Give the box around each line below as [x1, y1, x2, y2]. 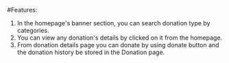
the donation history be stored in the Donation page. [16, 48, 165, 56]
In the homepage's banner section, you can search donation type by [16, 19, 210, 27]
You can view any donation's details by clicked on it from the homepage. [16, 34, 223, 42]
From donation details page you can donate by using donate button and [16, 41, 219, 49]
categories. [16, 27, 49, 34]
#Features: [7, 6, 38, 14]
